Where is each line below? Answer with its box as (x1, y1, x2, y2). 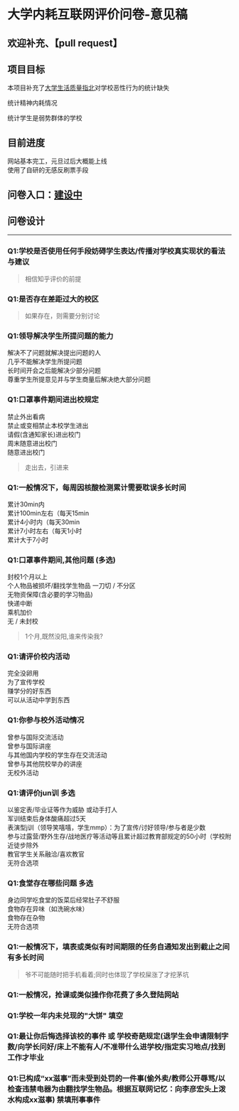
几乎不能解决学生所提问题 (7, 357, 83, 366)
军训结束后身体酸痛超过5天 (7, 814, 87, 823)
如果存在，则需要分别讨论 (24, 312, 100, 320)
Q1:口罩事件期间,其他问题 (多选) (7, 555, 116, 565)
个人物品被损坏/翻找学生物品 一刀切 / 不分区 (7, 581, 136, 590)
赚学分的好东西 (7, 687, 51, 696)
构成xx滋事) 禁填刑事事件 (14, 1095, 101, 1105)
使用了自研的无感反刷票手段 (7, 166, 89, 174)
